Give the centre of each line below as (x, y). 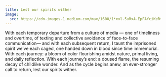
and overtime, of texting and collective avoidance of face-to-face (72, 38)
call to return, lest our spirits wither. (41, 70)
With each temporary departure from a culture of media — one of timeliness (83, 33)
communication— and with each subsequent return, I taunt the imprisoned (81, 43)
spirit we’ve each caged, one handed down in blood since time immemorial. (82, 49)
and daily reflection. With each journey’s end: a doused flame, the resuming (82, 59)
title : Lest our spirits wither (38, 10)
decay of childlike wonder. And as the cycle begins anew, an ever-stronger (81, 64)
